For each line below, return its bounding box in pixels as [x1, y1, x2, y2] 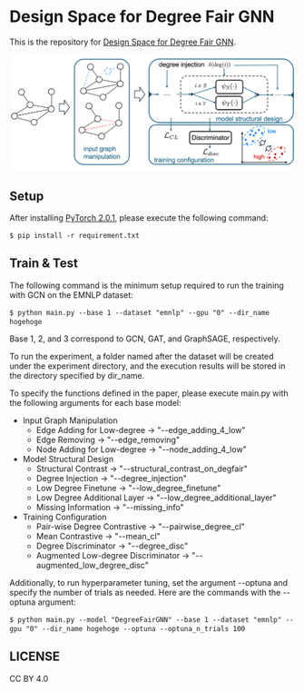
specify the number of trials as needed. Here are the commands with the [9, 587, 281, 597]
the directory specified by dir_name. [9, 370, 145, 380]
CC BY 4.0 [9, 673, 49, 684]
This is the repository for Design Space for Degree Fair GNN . [9, 36, 237, 47]
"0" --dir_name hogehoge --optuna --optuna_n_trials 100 [25, 624, 246, 633]
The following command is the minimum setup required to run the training [9, 280, 284, 291]
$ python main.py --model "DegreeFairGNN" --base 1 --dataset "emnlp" [9, 615, 282, 624]
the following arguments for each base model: [9, 397, 181, 408]
